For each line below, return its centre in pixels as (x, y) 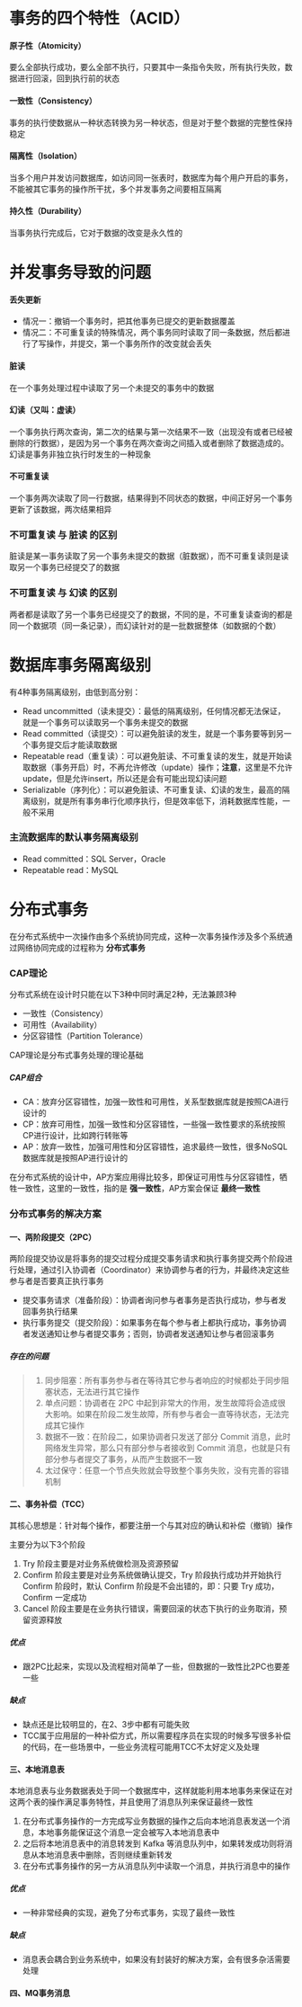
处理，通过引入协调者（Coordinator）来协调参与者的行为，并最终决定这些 (153, 1270)
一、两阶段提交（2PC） (53, 1236)
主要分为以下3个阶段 (47, 1545)
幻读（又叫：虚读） (45, 410)
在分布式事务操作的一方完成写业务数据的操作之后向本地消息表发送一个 (152, 1821)
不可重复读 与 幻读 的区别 (63, 593)
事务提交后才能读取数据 (74, 745)
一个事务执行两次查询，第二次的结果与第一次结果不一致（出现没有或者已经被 (151, 432)
